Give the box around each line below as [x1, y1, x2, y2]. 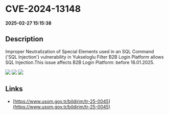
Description [5, 35, 43, 43]
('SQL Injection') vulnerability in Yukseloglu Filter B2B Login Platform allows [5, 54, 164, 60]
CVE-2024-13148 [5, 3, 81, 15]
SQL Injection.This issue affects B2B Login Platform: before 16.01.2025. [5, 59, 155, 65]
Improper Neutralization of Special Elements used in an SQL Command [5, 48, 154, 54]
